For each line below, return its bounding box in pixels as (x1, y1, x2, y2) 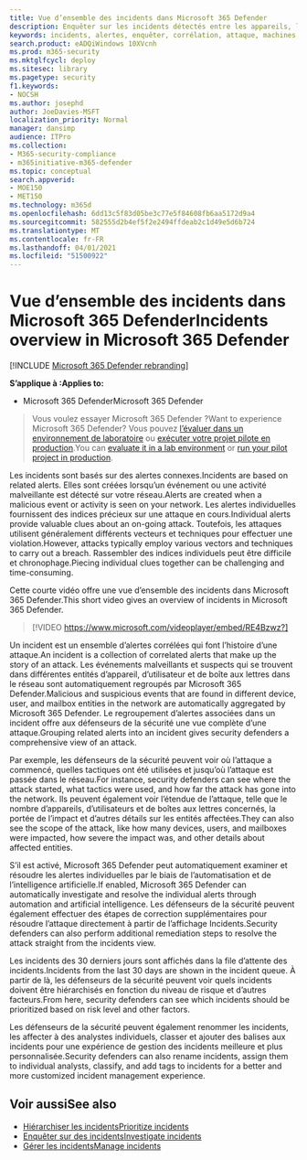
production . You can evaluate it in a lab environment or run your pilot (31, 443, 288, 454)
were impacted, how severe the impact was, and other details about (9, 832, 265, 843)
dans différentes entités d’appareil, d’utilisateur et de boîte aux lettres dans (9, 669, 291, 680)
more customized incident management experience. (9, 1070, 206, 1081)
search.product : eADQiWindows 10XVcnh (9, 38, 157, 48)
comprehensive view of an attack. (9, 737, 137, 748)
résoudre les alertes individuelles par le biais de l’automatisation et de (9, 870, 271, 881)
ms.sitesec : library (9, 65, 89, 74)
